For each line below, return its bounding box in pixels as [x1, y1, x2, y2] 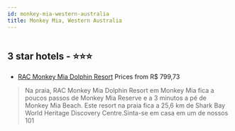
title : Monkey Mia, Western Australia [7, 17, 122, 24]
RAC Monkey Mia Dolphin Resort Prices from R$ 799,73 [17, 72, 180, 81]
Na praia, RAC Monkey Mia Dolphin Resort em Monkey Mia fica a [24, 86, 214, 95]
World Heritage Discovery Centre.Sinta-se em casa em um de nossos [24, 109, 229, 118]
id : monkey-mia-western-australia [7, 10, 110, 18]
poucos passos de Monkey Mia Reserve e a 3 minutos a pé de [24, 93, 207, 103]
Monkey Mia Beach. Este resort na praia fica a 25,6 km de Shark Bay [24, 101, 226, 110]
